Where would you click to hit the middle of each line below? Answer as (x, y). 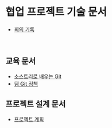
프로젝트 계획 (29, 119)
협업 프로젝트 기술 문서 (56, 12)
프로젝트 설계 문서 (36, 104)
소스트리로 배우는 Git (38, 76)
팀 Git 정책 (26, 83)
